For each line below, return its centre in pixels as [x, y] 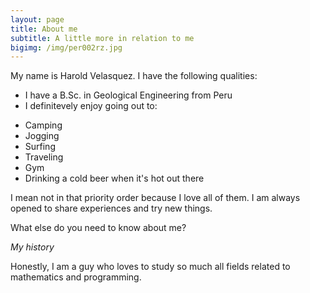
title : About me [44, 29]
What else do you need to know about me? [98, 228]
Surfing [40, 147]
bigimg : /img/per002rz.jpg [66, 47]
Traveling [44, 157]
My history [32, 247]
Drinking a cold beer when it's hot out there [114, 178]
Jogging [42, 136]
